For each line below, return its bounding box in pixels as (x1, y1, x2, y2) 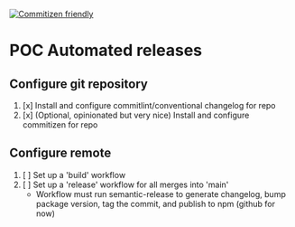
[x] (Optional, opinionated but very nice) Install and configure (22, 109, 250, 120)
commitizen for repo (22, 119, 98, 130)
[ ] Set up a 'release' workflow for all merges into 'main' (22, 179, 229, 190)
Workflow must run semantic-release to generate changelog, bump (35, 188, 286, 199)
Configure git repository (9, 76, 149, 91)
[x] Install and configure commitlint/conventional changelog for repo (22, 100, 277, 110)
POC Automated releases (9, 41, 203, 61)
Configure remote (9, 146, 112, 161)
